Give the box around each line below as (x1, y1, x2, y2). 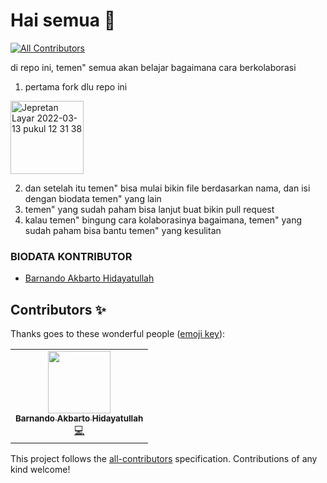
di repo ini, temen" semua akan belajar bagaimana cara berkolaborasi (10, 61, 297, 73)
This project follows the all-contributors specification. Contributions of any (10, 453, 318, 465)
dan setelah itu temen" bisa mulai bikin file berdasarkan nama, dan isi (24, 182, 311, 194)
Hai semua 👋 (10, 9, 116, 32)
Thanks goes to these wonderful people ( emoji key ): (10, 328, 226, 340)
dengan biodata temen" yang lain (24, 192, 162, 204)
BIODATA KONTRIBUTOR (10, 249, 133, 263)
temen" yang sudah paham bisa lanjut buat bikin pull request (24, 203, 275, 215)
